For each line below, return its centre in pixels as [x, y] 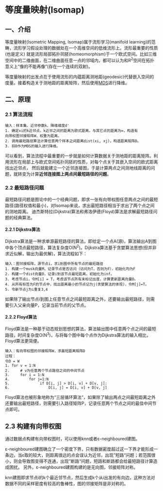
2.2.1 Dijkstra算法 [23, 230]
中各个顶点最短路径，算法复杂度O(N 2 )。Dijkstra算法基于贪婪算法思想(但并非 [81, 247]
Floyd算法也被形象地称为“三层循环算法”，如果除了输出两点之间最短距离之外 [81, 397]
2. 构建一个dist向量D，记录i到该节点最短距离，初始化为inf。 [60, 274]
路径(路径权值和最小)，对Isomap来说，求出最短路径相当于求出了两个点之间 [80, 205]
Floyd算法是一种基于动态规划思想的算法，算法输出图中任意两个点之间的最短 [81, 329]
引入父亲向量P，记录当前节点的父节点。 [49, 305]
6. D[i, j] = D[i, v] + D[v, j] [56, 388]
